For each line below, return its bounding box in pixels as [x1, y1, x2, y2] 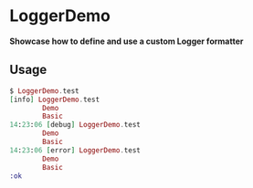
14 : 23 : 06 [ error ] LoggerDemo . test [9, 145, 142, 155]
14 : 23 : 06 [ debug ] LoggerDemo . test [9, 120, 142, 130]
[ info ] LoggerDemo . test [9, 95, 100, 104]
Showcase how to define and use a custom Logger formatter [9, 36, 244, 47]
